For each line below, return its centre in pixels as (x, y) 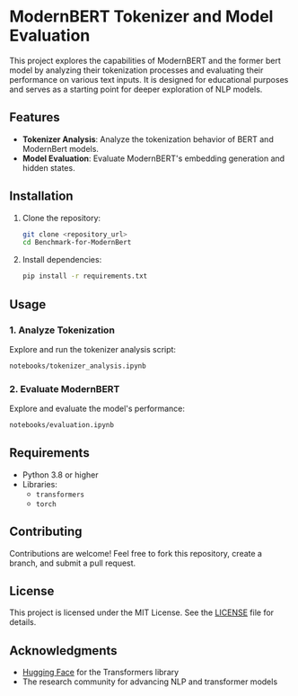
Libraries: (40, 484)
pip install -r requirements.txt (85, 276)
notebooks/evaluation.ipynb (62, 425)
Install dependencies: (62, 260)
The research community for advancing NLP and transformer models (150, 682)
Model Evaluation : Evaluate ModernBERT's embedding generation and (153, 158)
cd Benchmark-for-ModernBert (77, 243)
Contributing (46, 532)
